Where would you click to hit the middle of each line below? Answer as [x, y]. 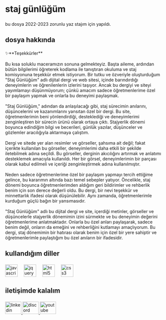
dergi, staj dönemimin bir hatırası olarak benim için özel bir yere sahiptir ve [81, 233]
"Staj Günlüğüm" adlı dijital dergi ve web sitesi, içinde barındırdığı [72, 80]
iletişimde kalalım [33, 291]
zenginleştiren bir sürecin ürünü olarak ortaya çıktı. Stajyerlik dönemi [75, 122]
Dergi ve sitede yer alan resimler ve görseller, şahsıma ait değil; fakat [75, 143]
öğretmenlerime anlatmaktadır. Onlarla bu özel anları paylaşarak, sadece [79, 222]
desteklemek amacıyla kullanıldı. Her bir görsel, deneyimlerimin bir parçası [81, 159]
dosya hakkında [30, 40]
